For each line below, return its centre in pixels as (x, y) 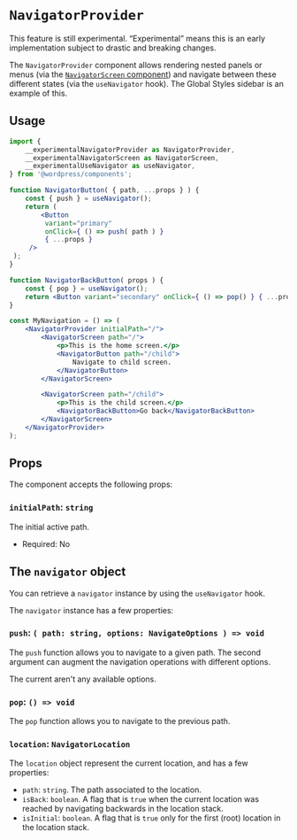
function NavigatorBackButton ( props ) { (87, 280)
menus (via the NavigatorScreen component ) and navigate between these (143, 74)
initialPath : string (51, 507)
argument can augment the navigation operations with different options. (140, 661)
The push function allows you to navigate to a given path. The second (135, 652)
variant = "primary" (79, 223)
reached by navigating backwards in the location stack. (122, 809)
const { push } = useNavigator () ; (88, 198)
